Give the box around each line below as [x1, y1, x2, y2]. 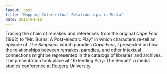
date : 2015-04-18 [5, 17, 42, 22]
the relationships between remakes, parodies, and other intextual [5, 47, 141, 53]
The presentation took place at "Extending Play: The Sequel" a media [5, 58, 150, 64]
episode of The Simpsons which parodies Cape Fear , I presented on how [5, 42, 158, 48]
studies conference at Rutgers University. [5, 63, 92, 69]
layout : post [5, 7, 33, 13]
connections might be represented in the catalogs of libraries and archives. [5, 52, 162, 58]
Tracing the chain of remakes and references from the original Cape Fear [5, 31, 158, 37]
